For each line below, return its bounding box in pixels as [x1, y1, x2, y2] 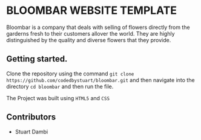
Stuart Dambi [15, 128, 48, 135]
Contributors [6, 112, 56, 122]
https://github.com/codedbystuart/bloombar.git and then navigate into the [6, 76, 195, 83]
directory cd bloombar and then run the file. [6, 83, 114, 90]
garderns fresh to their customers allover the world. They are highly [6, 30, 175, 37]
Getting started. [6, 54, 68, 64]
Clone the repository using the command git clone [6, 70, 134, 77]
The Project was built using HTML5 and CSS [6, 94, 110, 101]
